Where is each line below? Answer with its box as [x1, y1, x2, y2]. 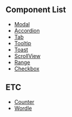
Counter [14, 98, 35, 105]
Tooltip [14, 39, 32, 47]
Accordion [14, 27, 40, 34]
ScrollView [14, 52, 41, 59]
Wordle [14, 104, 32, 112]
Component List [5, 5, 67, 15]
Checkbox [14, 65, 40, 72]
